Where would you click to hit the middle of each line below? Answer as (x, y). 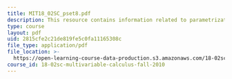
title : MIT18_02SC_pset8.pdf (49, 13)
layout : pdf (24, 33)
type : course (26, 26)
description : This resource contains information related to (97, 20)
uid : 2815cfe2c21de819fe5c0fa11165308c (65, 39)
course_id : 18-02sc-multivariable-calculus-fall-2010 (86, 65)
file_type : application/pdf (48, 45)
